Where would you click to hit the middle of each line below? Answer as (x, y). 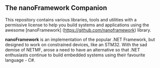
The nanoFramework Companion (56, 8)
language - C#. (20, 60)
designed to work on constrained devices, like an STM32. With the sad (76, 44)
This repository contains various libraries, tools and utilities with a (71, 19)
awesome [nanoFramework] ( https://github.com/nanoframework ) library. (78, 30)
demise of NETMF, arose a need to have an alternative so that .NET (73, 50)
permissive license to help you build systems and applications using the (77, 25)
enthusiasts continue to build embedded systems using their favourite (75, 55)
